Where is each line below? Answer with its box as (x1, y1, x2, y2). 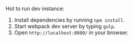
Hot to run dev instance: (5, 5, 65, 12)
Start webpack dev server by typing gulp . (14, 23, 116, 30)
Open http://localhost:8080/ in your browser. (14, 29, 129, 36)
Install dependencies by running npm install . (14, 17, 125, 23)
